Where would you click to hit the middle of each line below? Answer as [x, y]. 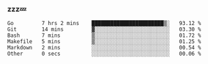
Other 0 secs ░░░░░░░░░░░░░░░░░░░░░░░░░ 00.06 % [104, 54]
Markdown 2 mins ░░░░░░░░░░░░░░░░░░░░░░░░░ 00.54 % [104, 48]
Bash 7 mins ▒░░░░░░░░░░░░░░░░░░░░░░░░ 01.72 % [104, 35]
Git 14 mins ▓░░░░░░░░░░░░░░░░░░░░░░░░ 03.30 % [104, 30]
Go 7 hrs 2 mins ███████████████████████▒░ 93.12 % [104, 24]
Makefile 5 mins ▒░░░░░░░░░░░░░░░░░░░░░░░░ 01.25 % [104, 42]
